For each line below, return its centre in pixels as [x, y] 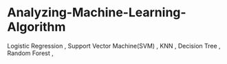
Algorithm [36, 27]
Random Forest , [30, 53]
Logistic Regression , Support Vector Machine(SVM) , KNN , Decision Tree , [114, 46]
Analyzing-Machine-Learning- [97, 13]
